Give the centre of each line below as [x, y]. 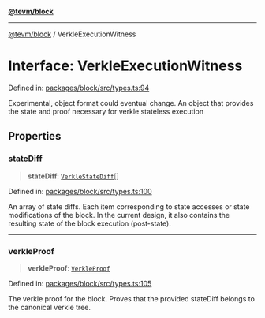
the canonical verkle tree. [50, 307]
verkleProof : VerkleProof [69, 268]
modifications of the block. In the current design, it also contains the [119, 215]
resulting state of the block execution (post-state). [90, 223]
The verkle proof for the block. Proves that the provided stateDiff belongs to [131, 298]
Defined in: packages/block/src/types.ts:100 [80, 191]
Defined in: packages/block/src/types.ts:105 [80, 283]
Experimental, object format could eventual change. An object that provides [131, 103]
